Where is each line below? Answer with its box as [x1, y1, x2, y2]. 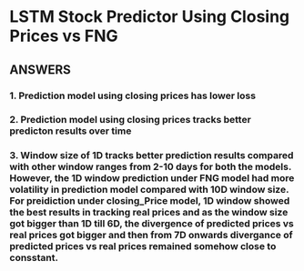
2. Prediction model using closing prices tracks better [9, 114, 252, 126]
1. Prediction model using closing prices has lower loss [9, 89, 257, 102]
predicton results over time [9, 125, 132, 137]
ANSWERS [9, 62, 71, 77]
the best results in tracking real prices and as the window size [9, 206, 289, 219]
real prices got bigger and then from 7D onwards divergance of [9, 229, 293, 242]
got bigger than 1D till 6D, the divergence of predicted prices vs [9, 217, 294, 230]
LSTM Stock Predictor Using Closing [9, 6, 290, 27]
